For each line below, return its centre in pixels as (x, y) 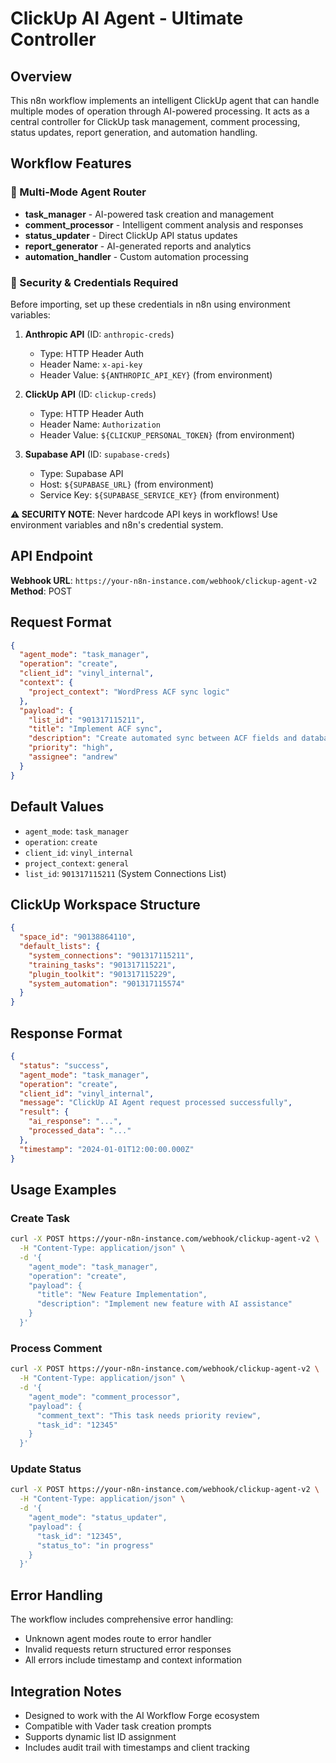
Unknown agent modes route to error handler (118, 1639)
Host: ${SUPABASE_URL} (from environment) (127, 484)
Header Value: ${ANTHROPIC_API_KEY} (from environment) (156, 374)
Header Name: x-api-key (91, 364)
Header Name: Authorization (100, 424)
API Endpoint (51, 556)
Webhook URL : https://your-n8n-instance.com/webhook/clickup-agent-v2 (164, 580)
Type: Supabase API (81, 473)
